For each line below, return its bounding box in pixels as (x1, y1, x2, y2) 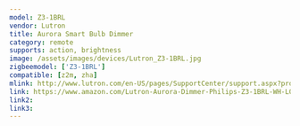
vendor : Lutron (9, 21, 66, 30)
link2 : (9, 95, 34, 105)
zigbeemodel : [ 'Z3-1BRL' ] (9, 63, 105, 72)
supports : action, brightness (9, 46, 122, 55)
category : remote (9, 37, 74, 47)
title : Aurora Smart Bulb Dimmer (9, 29, 134, 38)
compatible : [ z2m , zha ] (9, 71, 98, 80)
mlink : (9, 79, 34, 88)
